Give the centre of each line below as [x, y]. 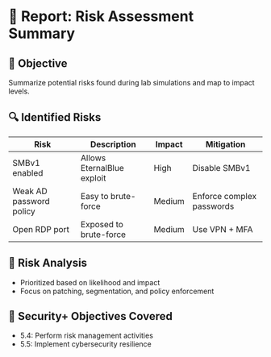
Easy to [94, 196]
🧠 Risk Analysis [48, 263]
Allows [93, 158]
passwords [213, 206]
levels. [19, 91]
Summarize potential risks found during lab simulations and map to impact [132, 83]
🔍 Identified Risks [55, 117]
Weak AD [30, 191]
